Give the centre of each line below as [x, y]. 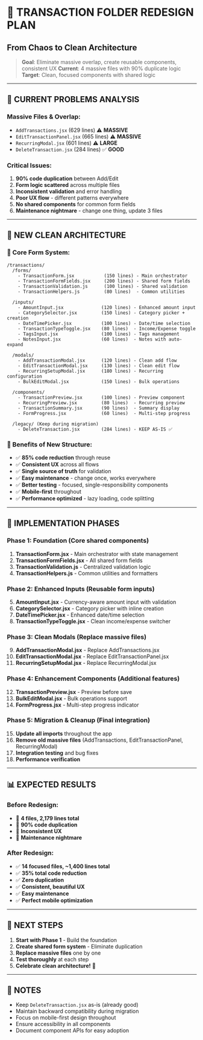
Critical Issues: [29, 165]
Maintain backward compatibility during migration [77, 1011]
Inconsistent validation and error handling [69, 191]
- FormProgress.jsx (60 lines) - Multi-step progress [104, 413]
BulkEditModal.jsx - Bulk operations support [71, 698]
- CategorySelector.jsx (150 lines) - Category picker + [101, 313]
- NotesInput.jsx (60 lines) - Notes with [92, 339]
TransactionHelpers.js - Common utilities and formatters [87, 573]
